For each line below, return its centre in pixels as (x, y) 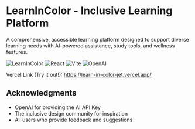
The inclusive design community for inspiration (71, 113)
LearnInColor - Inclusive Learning (89, 11)
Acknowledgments (42, 93)
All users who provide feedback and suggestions (73, 120)
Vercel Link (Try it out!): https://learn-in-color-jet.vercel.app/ (79, 74)
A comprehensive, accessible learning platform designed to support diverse (97, 39)
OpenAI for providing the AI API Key (58, 107)
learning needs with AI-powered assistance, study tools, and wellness (90, 46)
